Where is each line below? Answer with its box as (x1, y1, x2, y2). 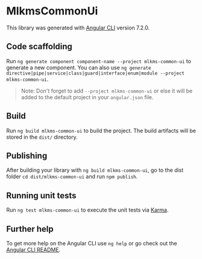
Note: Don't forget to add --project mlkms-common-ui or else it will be (21, 87, 193, 94)
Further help (6, 224, 54, 234)
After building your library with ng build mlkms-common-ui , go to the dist (6, 166, 184, 174)
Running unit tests (6, 190, 77, 201)
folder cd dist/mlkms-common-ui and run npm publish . (6, 173, 138, 180)
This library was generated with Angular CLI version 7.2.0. (6, 24, 150, 31)
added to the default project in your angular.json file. (21, 93, 154, 100)
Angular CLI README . (6, 246, 61, 253)
